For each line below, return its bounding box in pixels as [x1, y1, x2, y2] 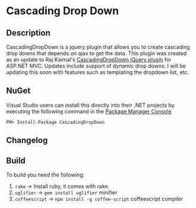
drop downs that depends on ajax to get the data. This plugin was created [6, 50, 187, 57]
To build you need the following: [6, 171, 85, 178]
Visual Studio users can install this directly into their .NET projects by [6, 101, 175, 108]
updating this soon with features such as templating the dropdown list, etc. [6, 69, 189, 75]
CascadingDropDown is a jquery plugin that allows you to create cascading [6, 43, 190, 50]
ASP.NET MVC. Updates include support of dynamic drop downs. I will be [6, 62, 186, 69]
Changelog [6, 135, 48, 146]
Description [6, 28, 50, 38]
